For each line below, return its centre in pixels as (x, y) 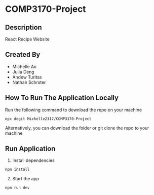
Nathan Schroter (29, 82)
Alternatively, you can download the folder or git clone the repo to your (77, 128)
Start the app (26, 179)
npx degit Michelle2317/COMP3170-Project (48, 119)
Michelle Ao (24, 66)
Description (23, 27)
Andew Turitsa (27, 77)
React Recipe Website (27, 39)
